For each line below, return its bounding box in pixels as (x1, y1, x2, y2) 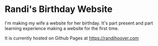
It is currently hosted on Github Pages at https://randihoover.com (5, 35, 139, 41)
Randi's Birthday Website (5, 3, 113, 15)
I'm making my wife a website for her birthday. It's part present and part (5, 20, 153, 26)
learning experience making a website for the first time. (5, 25, 119, 31)
